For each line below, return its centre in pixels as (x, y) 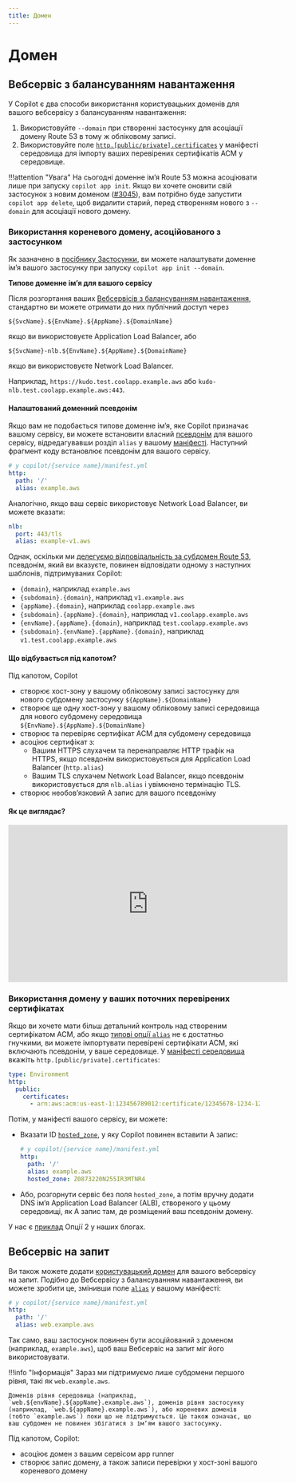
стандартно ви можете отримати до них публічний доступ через (118, 306)
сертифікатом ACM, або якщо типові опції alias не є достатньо (116, 1034)
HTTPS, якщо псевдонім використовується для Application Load (141, 759)
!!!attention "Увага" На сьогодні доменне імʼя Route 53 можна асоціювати (133, 177)
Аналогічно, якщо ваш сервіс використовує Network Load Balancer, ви (128, 503)
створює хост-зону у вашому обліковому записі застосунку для (129, 691)
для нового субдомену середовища (81, 717)
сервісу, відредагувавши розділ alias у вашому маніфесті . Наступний (128, 443)
